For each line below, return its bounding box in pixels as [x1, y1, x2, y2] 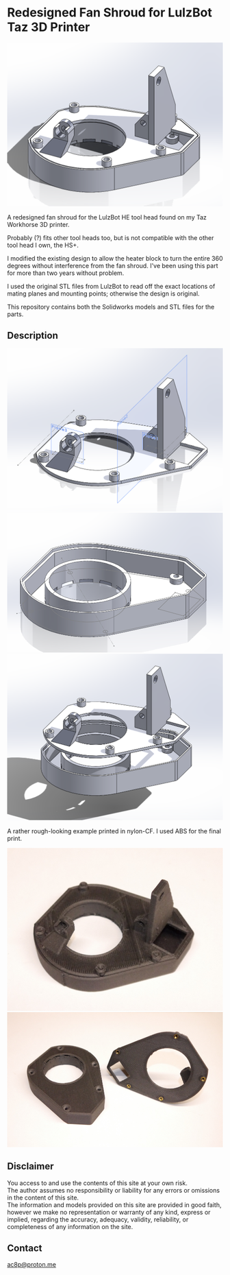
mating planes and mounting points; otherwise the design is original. [7, 289, 200, 298]
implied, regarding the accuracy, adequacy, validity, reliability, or [7, 1215, 189, 1224]
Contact [7, 1243, 42, 1254]
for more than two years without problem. [7, 269, 125, 277]
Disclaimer [7, 1160, 54, 1172]
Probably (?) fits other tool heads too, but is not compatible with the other [7, 233, 214, 241]
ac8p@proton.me [7, 1261, 57, 1269]
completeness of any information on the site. [7, 1222, 133, 1230]
